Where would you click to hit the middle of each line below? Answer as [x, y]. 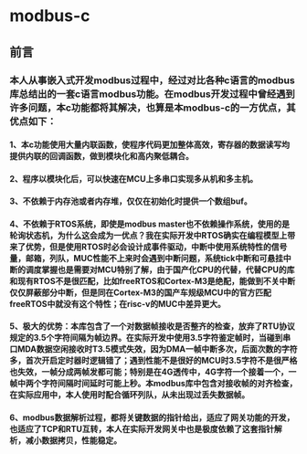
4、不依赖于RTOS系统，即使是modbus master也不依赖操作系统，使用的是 [150, 224]
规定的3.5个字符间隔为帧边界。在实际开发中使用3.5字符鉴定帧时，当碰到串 [150, 338]
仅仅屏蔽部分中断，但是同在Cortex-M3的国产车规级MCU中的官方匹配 [141, 292]
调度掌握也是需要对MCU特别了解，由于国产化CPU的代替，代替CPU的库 [160, 269]
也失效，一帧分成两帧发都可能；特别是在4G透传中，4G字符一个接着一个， [149, 372]
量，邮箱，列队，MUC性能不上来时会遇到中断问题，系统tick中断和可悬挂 [146, 258]
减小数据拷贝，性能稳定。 [73, 440]
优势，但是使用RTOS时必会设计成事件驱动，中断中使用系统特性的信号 [156, 247]
